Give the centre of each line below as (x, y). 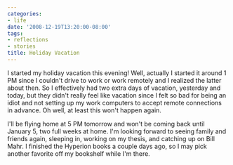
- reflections (28, 40)
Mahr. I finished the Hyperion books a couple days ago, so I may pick (107, 146)
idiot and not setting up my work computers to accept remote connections (115, 103)
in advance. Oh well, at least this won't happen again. (84, 110)
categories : (25, 14)
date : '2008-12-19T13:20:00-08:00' (59, 27)
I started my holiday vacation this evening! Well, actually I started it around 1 (117, 73)
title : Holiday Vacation (44, 53)
